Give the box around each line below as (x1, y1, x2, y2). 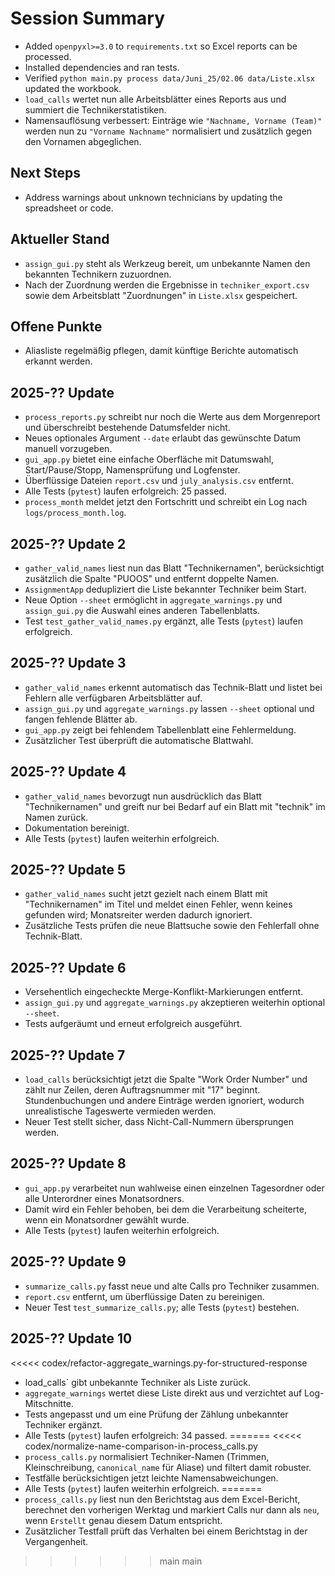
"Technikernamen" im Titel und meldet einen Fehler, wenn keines (24, 898, 293, 911)
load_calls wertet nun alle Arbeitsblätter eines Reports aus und (24, 93, 287, 105)
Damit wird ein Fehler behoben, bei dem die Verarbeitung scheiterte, (24, 1203, 307, 1215)
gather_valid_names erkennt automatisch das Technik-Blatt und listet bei (24, 681, 323, 693)
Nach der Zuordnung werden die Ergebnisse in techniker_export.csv (24, 278, 310, 291)
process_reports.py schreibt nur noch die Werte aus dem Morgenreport (24, 411, 321, 423)
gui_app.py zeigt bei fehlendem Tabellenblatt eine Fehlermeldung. (24, 723, 297, 736)
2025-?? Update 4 (10, 763, 127, 781)
